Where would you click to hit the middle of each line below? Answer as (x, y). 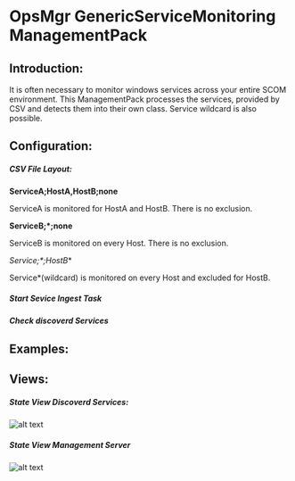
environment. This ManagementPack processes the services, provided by (145, 99)
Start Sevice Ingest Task (56, 298)
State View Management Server (70, 444)
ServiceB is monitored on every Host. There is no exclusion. (119, 244)
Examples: (39, 348)
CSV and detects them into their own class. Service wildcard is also (133, 108)
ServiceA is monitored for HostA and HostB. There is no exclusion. (131, 209)
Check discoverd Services (59, 321)
